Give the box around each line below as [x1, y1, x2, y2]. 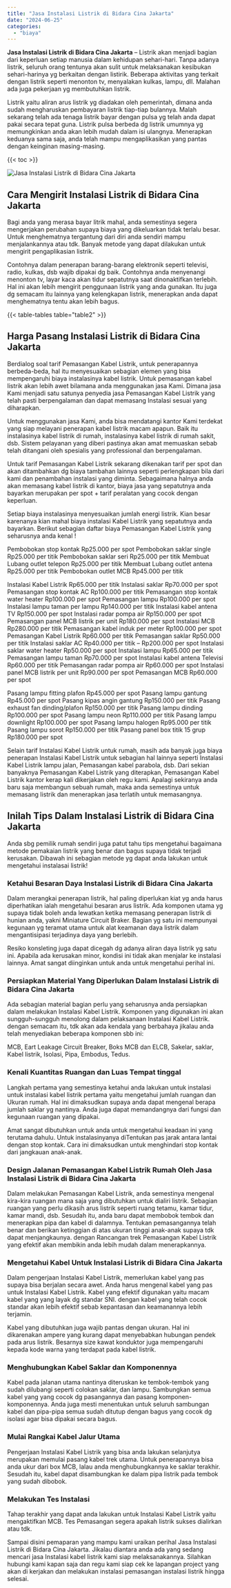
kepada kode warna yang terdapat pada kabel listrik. [7, 1345, 157, 1354]
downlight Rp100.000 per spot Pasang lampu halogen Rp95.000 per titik [7, 718, 212, 726]
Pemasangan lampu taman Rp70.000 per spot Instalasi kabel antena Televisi [7, 653, 223, 662]
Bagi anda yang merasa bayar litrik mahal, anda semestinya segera [7, 218, 198, 226]
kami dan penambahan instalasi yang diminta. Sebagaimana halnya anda [7, 474, 214, 483]
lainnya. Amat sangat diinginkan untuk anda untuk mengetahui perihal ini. [7, 958, 215, 967]
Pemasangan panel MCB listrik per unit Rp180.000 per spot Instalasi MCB [7, 616, 216, 625]
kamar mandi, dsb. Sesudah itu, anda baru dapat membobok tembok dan [7, 1211, 214, 1219]
